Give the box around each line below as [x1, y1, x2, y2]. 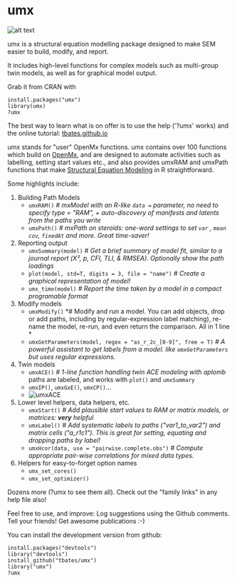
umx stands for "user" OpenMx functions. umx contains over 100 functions [7, 142, 227, 151]
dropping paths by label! [28, 436, 101, 444]
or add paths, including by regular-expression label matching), [28, 314, 211, 323]
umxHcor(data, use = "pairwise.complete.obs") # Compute [28, 443, 204, 452]
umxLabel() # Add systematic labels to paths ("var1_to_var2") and [28, 421, 221, 429]
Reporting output [17, 239, 68, 247]
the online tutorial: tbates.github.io [7, 129, 108, 137]
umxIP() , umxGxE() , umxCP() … [28, 383, 112, 391]
